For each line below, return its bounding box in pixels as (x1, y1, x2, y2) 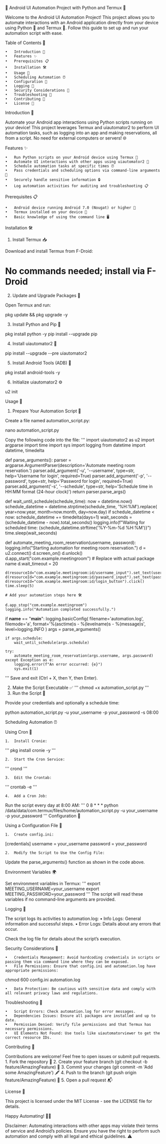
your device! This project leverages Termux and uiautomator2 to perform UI (5, 125, 159, 130)
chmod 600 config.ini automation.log (5, 977, 81, 983)
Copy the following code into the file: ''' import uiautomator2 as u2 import (5, 437, 155, 443)
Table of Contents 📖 (5, 40, 46, 46)
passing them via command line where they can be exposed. (5, 959, 129, 964)
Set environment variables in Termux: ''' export (5, 880, 101, 886)
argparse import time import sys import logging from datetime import (5, 442, 146, 448)
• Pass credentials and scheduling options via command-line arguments (5, 168, 161, 173)
